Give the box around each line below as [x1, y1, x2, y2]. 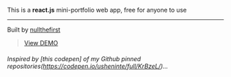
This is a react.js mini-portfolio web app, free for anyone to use [7, 6, 187, 14]
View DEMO [23, 39, 58, 47]
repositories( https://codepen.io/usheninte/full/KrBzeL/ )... [7, 62, 168, 70]
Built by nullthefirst [7, 25, 60, 34]
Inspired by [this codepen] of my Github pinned [7, 54, 141, 63]
